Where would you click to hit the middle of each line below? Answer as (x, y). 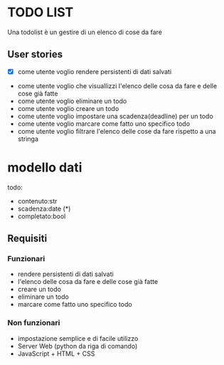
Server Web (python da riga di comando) (78, 346)
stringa (28, 139)
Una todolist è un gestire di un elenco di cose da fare (85, 32)
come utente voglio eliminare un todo (72, 101)
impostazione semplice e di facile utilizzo (78, 338)
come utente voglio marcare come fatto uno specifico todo (104, 123)
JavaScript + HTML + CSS (56, 354)
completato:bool (42, 216)
